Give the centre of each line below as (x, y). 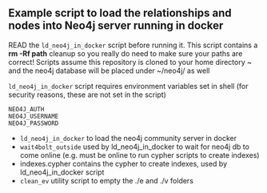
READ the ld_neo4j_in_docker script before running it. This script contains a (133, 45)
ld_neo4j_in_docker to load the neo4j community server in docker (128, 138)
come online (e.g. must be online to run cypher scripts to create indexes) (139, 155)
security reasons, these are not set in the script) (87, 94)
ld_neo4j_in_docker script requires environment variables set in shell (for (128, 86)
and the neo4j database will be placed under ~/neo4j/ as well (109, 70)
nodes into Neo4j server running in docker (116, 26)
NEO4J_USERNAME (34, 116)
